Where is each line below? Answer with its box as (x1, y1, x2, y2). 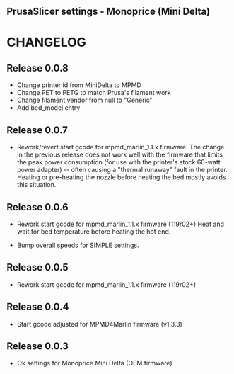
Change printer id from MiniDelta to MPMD (16, 81, 142, 89)
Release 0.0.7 (6, 124, 69, 136)
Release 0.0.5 (6, 261, 69, 273)
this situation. (16, 181, 57, 189)
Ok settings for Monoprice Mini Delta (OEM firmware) (16, 359, 172, 368)
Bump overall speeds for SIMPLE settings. (16, 241, 139, 250)
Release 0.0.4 (6, 301, 69, 313)
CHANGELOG (6, 34, 86, 50)
